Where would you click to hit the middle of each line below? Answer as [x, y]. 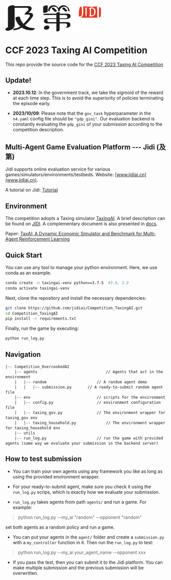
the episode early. [32, 104]
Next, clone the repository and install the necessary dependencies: [76, 298]
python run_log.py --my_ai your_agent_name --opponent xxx [82, 552]
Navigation [23, 354]
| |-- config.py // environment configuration [88, 402]
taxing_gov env [21, 418]
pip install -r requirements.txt [41, 319]
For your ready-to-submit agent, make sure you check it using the [82, 487]
